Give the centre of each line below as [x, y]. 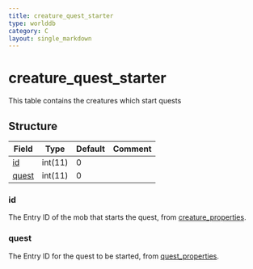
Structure [33, 126]
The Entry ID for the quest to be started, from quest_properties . [114, 256]
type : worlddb [32, 23]
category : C [28, 31]
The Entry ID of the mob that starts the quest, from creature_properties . [127, 217]
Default [91, 149]
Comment [132, 149]
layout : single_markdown [50, 38]
